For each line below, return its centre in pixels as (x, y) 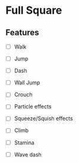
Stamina (24, 142)
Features (22, 33)
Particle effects (33, 107)
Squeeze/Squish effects (43, 119)
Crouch (23, 95)
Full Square (34, 10)
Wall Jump (27, 83)
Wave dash (28, 154)
